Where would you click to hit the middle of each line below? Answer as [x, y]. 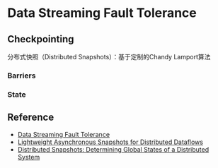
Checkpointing [41, 39]
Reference [31, 118]
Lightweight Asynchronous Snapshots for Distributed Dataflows [110, 142]
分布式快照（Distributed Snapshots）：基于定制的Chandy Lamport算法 [109, 57]
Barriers [22, 76]
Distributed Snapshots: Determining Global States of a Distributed [113, 149]
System [29, 157]
